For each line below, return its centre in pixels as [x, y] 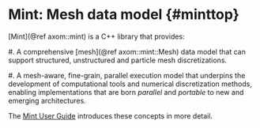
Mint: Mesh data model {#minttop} [124, 15]
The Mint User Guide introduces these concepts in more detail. [111, 115]
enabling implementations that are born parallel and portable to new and [126, 92]
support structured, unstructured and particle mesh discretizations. [118, 60]
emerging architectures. [47, 100]
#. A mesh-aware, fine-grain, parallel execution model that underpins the [127, 75]
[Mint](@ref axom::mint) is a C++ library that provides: [96, 36]
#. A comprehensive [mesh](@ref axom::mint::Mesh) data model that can [127, 51]
